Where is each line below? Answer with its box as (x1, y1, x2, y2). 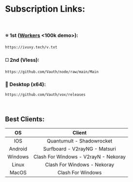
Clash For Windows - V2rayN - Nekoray (33, 153, 126, 160)
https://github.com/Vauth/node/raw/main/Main (5, 70, 99, 74)
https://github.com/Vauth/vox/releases (5, 92, 86, 97)
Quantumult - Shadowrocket (47, 138, 113, 145)
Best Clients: (5, 115, 45, 123)
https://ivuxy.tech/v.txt (5, 45, 57, 50)
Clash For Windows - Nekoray (45, 162, 115, 168)
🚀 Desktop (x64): (5, 81, 46, 88)
